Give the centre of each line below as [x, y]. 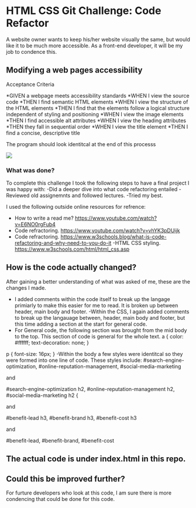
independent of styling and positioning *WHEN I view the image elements [95, 114]
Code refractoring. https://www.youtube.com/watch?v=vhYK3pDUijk [97, 231]
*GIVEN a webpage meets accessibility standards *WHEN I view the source [98, 95]
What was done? [30, 170]
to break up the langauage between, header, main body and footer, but [100, 317]
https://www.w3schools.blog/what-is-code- [114, 237]
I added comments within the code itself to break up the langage [92, 299]
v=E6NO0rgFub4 [35, 224]
